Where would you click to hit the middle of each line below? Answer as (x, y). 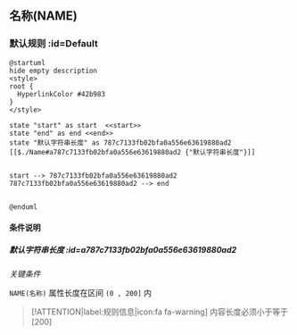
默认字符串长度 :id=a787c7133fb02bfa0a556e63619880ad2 (123, 249)
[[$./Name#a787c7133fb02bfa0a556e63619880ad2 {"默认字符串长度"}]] (132, 152)
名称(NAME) (43, 16)
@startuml (28, 63)
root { (21, 86)
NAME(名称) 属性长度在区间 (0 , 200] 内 (80, 293)
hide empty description (54, 71)
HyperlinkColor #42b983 (61, 94)
